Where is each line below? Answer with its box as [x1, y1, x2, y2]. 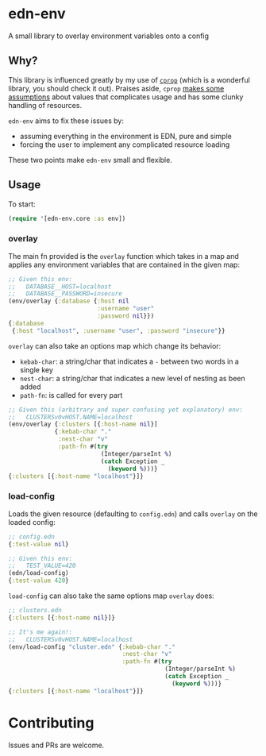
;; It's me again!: [8, 628, 73, 636]
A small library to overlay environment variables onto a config [8, 31, 209, 40]
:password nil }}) [96, 312, 155, 320]
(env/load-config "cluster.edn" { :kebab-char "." [8, 642, 176, 651]
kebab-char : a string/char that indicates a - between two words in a [19, 357, 240, 366]
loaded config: [8, 517, 56, 526]
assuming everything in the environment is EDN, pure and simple [19, 131, 232, 141]
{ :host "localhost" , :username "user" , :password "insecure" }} [11, 326, 226, 334]
